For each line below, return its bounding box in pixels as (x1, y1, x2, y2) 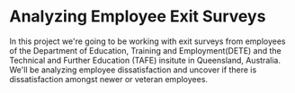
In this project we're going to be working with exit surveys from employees (9, 36, 286, 46)
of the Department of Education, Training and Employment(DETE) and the (9, 45, 282, 55)
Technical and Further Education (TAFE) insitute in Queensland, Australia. (9, 55, 282, 65)
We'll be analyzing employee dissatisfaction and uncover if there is (9, 64, 257, 75)
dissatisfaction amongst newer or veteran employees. (9, 73, 209, 84)
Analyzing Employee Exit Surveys (9, 6, 266, 27)
